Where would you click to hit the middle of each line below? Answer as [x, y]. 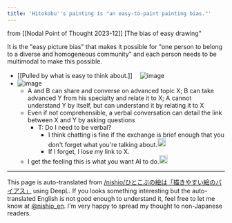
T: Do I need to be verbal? [75, 127]
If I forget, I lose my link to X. [89, 152]
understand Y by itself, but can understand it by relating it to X [116, 105]
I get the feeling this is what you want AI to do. [94, 161]
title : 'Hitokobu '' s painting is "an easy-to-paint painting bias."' [109, 13]
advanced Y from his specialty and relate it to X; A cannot [109, 98]
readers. [19, 213]
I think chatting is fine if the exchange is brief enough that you [136, 135]
